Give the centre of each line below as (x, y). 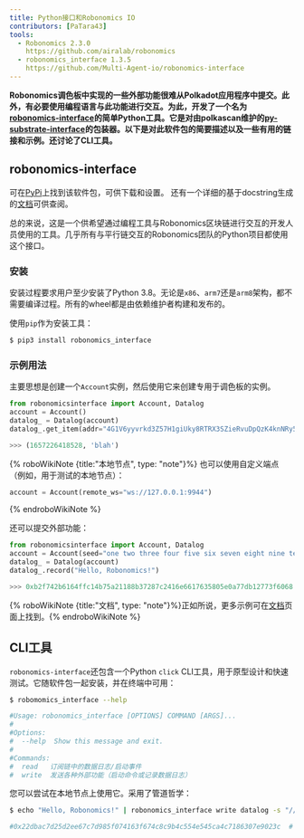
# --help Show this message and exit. (87, 742)
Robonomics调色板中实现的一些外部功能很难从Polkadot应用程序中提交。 (146, 95)
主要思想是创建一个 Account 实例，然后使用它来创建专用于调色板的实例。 (142, 386)
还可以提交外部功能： (49, 528)
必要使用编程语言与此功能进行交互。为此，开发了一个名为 (140, 106)
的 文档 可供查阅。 (41, 204)
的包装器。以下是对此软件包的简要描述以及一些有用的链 (188, 129)
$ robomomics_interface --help (68, 700)
